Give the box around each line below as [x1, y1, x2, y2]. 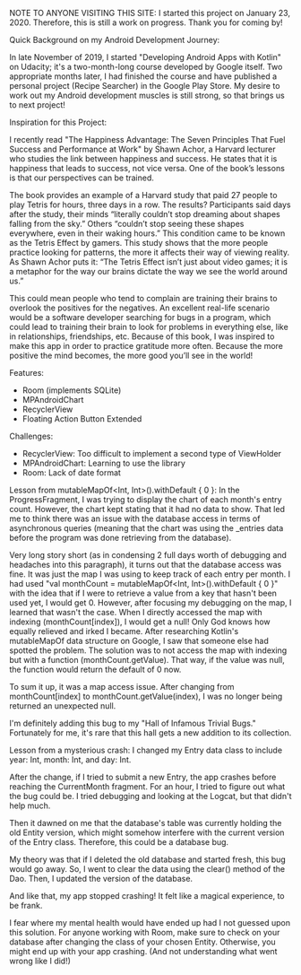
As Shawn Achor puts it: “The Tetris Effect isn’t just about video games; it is [9, 257, 288, 267]
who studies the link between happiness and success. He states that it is [9, 153, 278, 164]
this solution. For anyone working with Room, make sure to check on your [9, 927, 280, 937]
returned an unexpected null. [9, 701, 116, 711]
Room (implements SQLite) [21, 385, 122, 396]
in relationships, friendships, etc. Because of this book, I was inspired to [9, 331, 275, 342]
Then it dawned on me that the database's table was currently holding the [9, 818, 282, 828]
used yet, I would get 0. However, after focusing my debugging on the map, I [9, 597, 292, 608]
